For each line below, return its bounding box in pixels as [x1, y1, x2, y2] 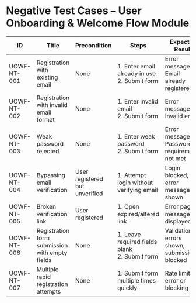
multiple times [117, 276, 156, 284]
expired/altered [117, 209, 159, 218]
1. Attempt [117, 171, 146, 179]
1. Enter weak [117, 132, 156, 140]
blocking [164, 284, 188, 292]
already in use [117, 69, 156, 77]
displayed [164, 217, 192, 225]
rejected [36, 147, 60, 155]
